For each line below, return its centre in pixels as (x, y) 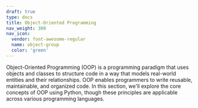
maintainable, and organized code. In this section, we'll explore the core (94, 86)
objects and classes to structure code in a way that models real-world (91, 73)
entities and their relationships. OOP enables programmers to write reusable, (99, 80)
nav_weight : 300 (26, 28)
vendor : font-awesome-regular (48, 39)
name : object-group (35, 45)
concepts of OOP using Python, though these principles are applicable (92, 92)
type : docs (20, 17)
